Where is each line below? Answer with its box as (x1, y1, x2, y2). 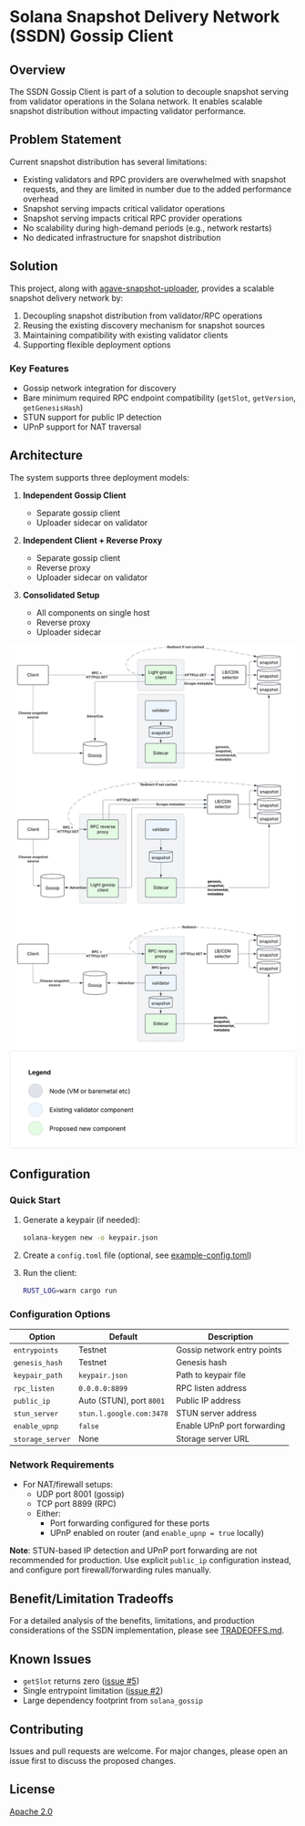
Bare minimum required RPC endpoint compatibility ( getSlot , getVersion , (22, 392, 296, 403)
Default (108, 1331, 138, 1342)
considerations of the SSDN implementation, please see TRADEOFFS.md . (9, 1625, 285, 1636)
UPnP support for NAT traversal (22, 421, 142, 432)
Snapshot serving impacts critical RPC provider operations (22, 213, 243, 223)
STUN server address (176, 1407, 258, 1419)
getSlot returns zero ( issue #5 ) (22, 1676, 140, 1686)
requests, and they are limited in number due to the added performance (22, 183, 292, 194)
